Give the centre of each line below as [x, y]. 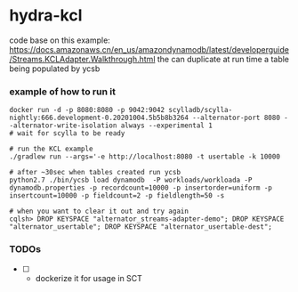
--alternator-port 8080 [236, 118]
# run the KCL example [51, 149]
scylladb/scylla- [201, 110]
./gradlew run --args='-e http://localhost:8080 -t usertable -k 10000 [145, 157]
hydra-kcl [46, 16]
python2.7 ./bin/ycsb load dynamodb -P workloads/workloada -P [131, 180]
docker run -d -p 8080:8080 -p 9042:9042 [87, 110]
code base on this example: [60, 40]
